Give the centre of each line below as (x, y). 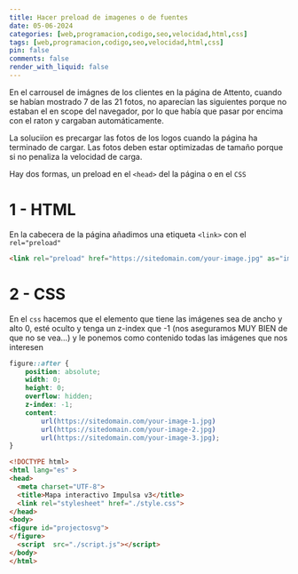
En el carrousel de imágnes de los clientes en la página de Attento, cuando (145, 92)
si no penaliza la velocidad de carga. (76, 156)
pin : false (29, 51)
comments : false (39, 59)
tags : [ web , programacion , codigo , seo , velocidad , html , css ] (117, 42)
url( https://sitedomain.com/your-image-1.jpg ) (129, 421)
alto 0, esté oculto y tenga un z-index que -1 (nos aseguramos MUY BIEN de (149, 328)
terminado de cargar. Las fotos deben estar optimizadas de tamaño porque (146, 147)
